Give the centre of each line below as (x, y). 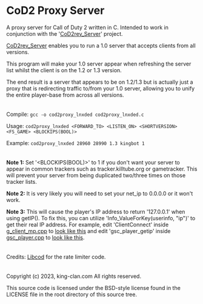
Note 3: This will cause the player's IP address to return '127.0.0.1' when (96, 211)
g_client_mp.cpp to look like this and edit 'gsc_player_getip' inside (88, 231)
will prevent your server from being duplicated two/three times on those (96, 175)
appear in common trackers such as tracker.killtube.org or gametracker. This (102, 169)
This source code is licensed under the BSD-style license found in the (93, 288)
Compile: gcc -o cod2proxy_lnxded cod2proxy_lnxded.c (75, 114)
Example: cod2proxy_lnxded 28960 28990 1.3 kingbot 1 (75, 143)
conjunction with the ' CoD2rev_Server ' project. (65, 33)
